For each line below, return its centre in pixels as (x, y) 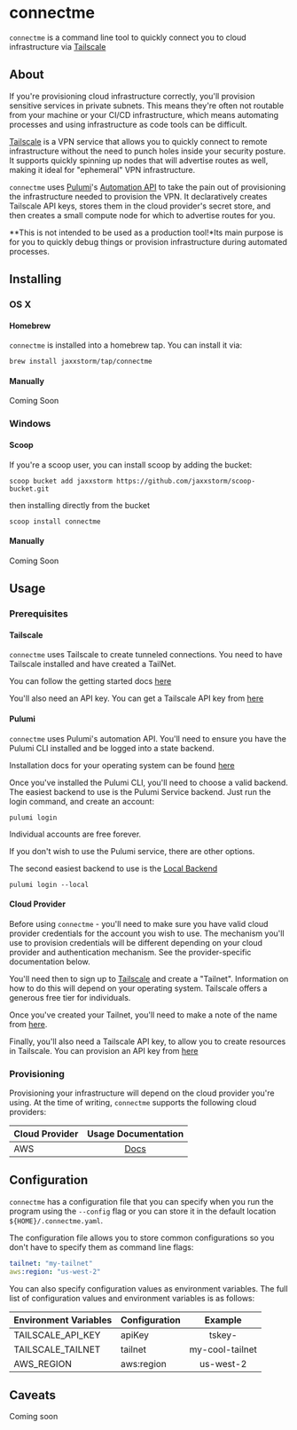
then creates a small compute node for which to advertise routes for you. (142, 215)
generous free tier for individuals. (70, 997)
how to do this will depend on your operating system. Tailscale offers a (138, 988)
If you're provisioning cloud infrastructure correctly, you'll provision (132, 96)
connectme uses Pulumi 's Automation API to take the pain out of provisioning (148, 187)
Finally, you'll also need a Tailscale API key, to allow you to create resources (148, 1041)
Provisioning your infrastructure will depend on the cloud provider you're (142, 1093)
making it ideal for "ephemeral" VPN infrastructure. (102, 169)
